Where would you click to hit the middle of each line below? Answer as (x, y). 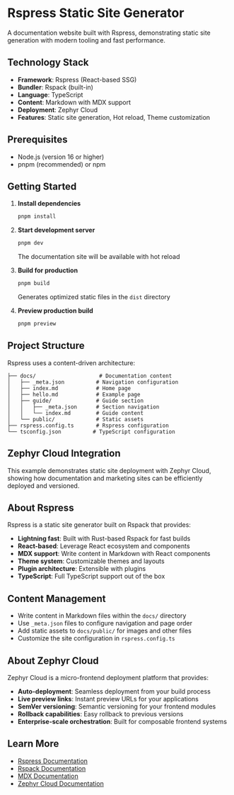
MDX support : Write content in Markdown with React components (114, 554)
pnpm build (34, 284)
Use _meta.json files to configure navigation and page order (105, 623)
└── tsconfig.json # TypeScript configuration (91, 432)
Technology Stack (48, 63)
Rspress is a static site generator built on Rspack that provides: (99, 525)
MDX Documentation (48, 776)
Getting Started (42, 186)
